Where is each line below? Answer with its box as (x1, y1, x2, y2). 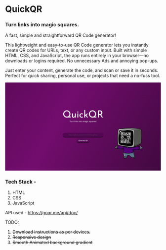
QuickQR (5, 3, 42, 15)
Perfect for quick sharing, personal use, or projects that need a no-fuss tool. (5, 73, 161, 79)
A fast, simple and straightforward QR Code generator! (5, 32, 116, 38)
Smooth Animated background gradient (12, 240, 93, 246)
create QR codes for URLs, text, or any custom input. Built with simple (5, 47, 147, 53)
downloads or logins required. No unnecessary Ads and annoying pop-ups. (5, 58, 159, 64)
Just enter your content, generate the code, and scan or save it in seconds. (5, 67, 159, 73)
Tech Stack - (5, 178, 36, 185)
